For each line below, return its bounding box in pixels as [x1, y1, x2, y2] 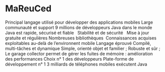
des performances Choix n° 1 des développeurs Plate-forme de [5, 56, 134, 62]
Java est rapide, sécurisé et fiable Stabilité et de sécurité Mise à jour [5, 30, 150, 36]
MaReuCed [5, 3, 52, 14]
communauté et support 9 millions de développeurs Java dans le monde [5, 24, 152, 30]
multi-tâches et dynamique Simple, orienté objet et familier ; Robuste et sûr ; [5, 45, 161, 51]
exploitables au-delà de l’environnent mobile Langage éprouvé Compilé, [5, 40, 152, 46]
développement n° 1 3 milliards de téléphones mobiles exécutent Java [5, 61, 147, 67]
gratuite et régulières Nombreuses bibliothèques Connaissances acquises [5, 35, 157, 41]
